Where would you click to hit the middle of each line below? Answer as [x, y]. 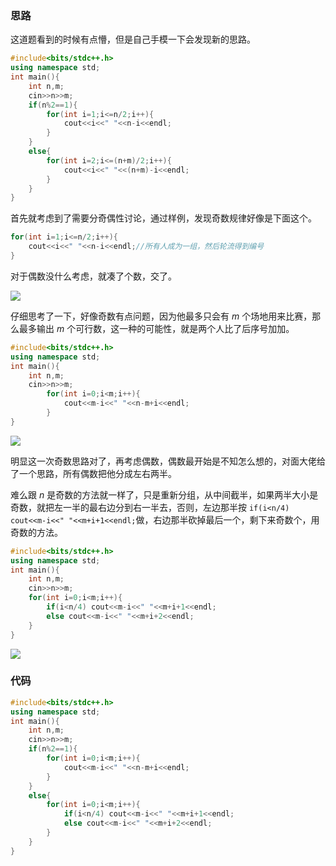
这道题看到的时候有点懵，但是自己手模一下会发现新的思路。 [133, 39]
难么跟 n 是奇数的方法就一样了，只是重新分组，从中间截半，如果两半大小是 [164, 494]
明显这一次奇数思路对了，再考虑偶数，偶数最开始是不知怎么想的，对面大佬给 [168, 461]
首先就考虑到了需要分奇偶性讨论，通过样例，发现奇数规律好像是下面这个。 [163, 218]
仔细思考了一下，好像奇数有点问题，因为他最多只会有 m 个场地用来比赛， [161, 316]
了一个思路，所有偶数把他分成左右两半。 [93, 473]
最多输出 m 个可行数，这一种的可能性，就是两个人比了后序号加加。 [156, 328]
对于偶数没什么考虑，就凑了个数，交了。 [93, 276]
